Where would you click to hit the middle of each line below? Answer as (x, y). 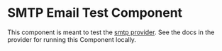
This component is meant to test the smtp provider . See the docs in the (111, 32)
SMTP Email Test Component (95, 13)
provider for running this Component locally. (72, 39)
